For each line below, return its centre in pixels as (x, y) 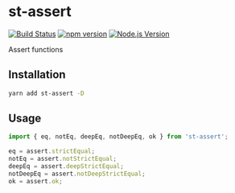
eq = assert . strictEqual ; (52, 151)
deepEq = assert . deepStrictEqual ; (66, 166)
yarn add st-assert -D (46, 93)
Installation (37, 75)
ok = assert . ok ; (35, 181)
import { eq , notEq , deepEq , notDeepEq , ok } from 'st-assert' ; (118, 137)
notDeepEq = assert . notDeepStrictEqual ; (77, 174)
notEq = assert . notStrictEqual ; (62, 159)
